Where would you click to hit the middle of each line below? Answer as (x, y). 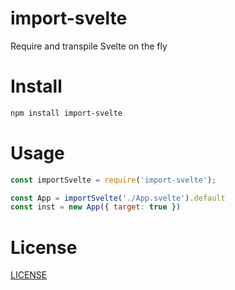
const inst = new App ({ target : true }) (96, 207)
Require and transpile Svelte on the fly (89, 46)
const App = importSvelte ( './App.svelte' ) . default (118, 198)
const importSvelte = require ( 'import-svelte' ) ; (113, 180)
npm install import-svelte (66, 113)
